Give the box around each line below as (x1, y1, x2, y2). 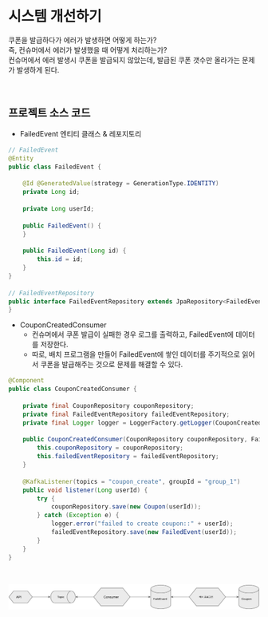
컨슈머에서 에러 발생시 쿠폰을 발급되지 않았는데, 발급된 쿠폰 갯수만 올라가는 (8, 55, 241, 65)
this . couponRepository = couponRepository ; (37, 444, 183, 452)
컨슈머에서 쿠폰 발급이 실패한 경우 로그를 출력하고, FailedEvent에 (31, 330, 234, 339)
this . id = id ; (37, 255, 84, 263)
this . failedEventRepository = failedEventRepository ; (37, 453, 219, 461)
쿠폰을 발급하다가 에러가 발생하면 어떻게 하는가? (8, 35, 157, 45)
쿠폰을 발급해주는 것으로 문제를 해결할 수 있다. (40, 360, 183, 370)
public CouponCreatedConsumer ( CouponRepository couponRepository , (22, 436, 248, 444)
